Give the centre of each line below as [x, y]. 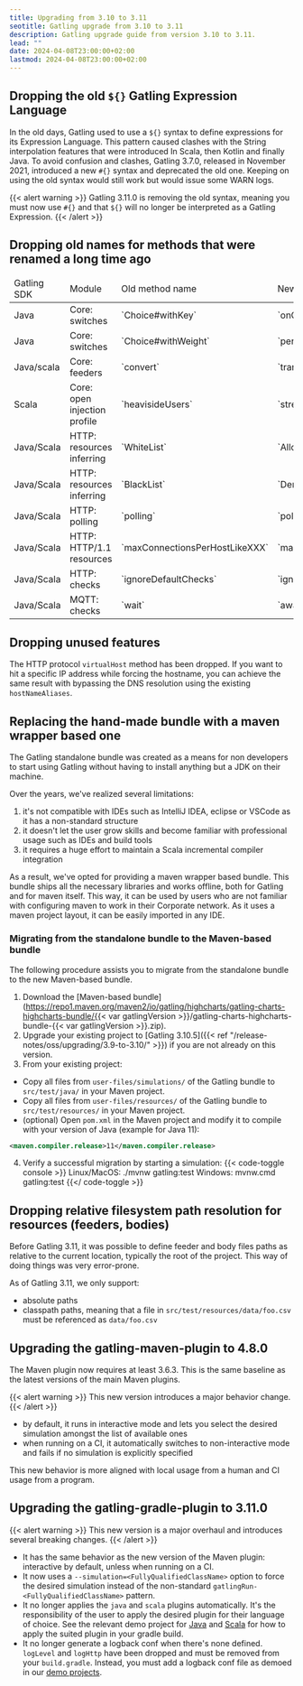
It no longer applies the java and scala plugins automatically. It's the [149, 1605]
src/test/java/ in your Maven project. [93, 1091]
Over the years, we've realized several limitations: [101, 794]
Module [85, 288]
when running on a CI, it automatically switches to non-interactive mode [156, 1443]
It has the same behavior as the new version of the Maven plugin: [144, 1557]
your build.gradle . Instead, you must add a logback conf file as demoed [157, 1663]
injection [87, 410]
